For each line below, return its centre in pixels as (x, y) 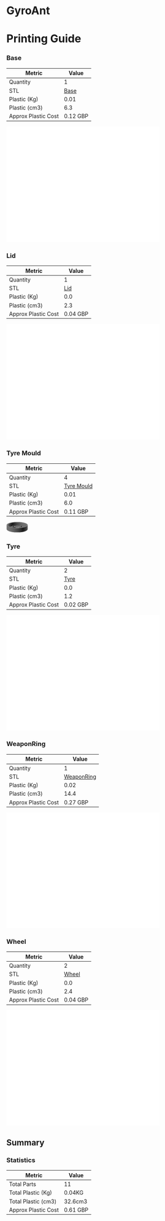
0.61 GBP (76, 1210)
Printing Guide (44, 39)
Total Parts (23, 1184)
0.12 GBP (76, 116)
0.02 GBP (76, 605)
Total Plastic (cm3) (33, 1201)
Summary (25, 1143)
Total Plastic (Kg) (30, 1193)
